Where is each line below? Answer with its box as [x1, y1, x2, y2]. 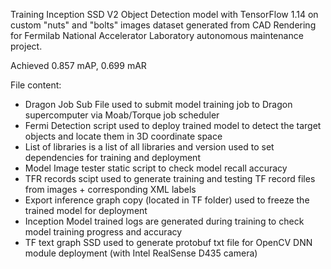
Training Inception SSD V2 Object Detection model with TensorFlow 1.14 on [10, 9, 319, 20]
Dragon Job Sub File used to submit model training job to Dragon [24, 99, 293, 110]
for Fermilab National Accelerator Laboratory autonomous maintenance [10, 30, 304, 41]
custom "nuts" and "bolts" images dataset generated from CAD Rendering [10, 19, 317, 31]
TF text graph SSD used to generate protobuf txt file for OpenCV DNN [24, 237, 313, 248]
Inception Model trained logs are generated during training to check [24, 215, 305, 227]
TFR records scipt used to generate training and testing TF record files [24, 173, 316, 184]
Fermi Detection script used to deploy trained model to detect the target [24, 120, 322, 131]
